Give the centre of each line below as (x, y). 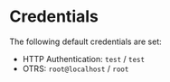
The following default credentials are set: (86, 41)
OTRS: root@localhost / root (76, 68)
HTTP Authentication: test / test (84, 59)
